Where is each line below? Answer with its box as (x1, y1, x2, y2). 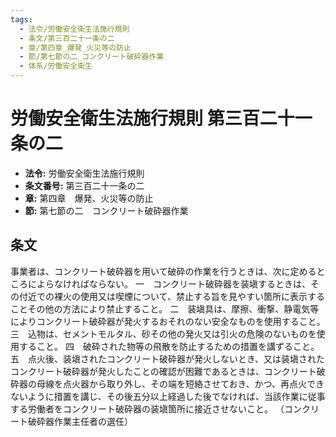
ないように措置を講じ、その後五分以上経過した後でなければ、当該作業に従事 (10, 390, 326, 402)
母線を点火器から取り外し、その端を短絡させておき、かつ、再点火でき (36, 377, 325, 390)
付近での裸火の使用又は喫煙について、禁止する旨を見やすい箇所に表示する (18, 290, 325, 302)
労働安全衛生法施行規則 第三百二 (10, 107, 278, 130)
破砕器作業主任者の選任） (27, 415, 133, 427)
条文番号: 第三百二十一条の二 (24, 179, 145, 191)
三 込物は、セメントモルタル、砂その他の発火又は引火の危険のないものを (10, 327, 317, 340)
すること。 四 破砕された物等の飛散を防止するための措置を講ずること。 (18, 340, 320, 352)
